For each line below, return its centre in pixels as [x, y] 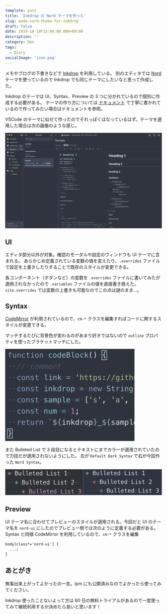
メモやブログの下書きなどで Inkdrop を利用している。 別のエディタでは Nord [83, 73]
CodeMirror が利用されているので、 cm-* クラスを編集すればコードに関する [81, 319]
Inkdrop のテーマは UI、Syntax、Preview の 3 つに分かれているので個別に [80, 96]
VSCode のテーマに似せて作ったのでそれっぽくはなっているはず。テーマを [81, 119]
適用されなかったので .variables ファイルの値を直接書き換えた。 [72, 284]
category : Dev [20, 42]
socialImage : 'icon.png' [31, 58]
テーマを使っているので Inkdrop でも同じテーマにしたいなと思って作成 [77, 79]
